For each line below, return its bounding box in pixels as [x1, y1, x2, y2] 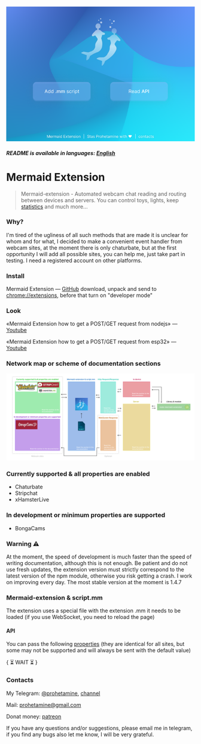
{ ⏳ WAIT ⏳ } [6, 659, 38, 666]
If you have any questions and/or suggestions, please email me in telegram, [6, 724, 193, 731]
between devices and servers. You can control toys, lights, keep [20, 196, 179, 204]
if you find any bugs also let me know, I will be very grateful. [6, 731, 154, 738]
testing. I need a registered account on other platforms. [6, 257, 142, 264]
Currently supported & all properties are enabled [6, 469, 150, 478]
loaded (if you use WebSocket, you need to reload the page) [6, 614, 155, 621]
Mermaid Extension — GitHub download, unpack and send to [6, 286, 157, 293]
